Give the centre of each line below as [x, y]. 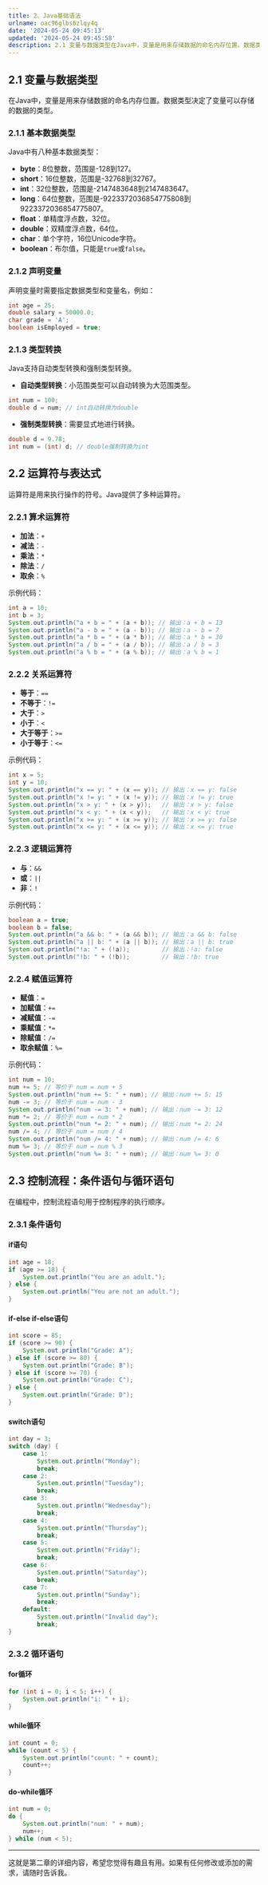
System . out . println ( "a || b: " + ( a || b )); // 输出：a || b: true [121, 942]
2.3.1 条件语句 [35, 1224]
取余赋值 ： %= [41, 1048]
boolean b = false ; [41, 927]
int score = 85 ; [35, 1336]
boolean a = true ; [39, 920]
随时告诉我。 [50, 1872]
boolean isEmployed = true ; [55, 328]
